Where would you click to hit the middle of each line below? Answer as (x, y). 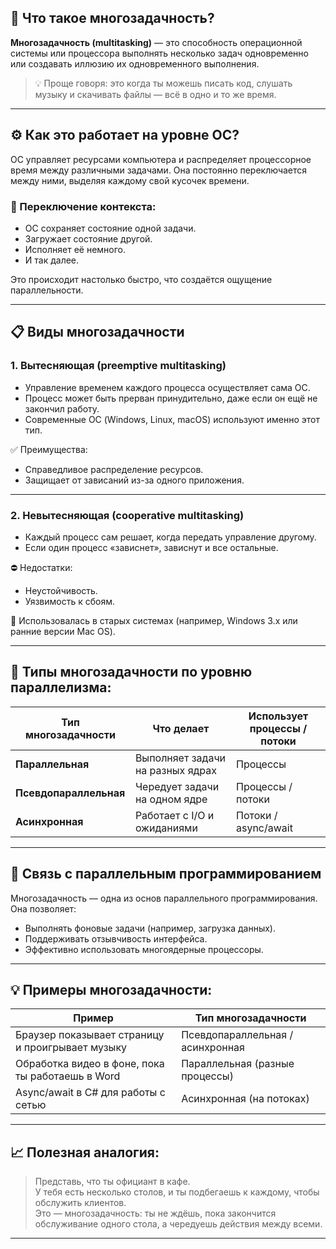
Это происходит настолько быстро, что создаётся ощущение (141, 279)
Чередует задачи (177, 786)
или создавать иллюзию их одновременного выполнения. (135, 63)
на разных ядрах (175, 770)
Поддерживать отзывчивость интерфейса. (116, 938)
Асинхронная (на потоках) (245, 1099)
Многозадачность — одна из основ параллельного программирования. (164, 898)
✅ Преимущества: (49, 449)
